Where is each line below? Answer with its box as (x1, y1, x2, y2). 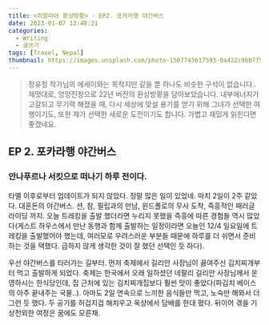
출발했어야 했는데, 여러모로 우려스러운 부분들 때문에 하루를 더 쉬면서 (29, 231, 242, 240)
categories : (8, 26, 48, 34)
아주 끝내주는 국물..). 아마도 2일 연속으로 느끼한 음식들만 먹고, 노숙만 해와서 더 (16, 287, 260, 297)
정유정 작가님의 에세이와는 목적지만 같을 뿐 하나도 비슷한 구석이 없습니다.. (27, 79, 257, 89)
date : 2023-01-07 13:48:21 (8, 19, 98, 27)
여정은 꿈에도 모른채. (35, 307, 101, 317)
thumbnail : (8, 57, 45, 65)
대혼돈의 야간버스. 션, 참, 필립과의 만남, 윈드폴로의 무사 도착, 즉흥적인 (18, 201, 234, 211)
